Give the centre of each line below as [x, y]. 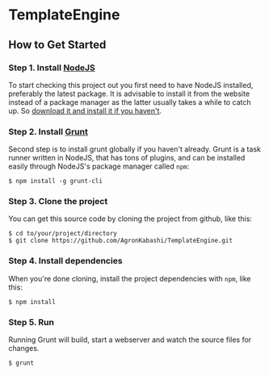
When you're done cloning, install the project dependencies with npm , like [130, 278]
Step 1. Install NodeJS [52, 68]
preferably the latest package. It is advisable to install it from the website [129, 94]
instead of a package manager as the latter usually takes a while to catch [130, 102]
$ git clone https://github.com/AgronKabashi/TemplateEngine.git [120, 241]
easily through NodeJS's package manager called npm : [99, 166]
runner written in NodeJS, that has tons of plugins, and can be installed [127, 158]
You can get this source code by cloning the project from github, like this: [130, 219]
